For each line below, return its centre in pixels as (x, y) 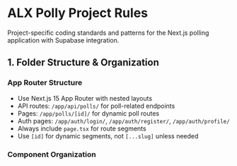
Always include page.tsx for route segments (82, 128)
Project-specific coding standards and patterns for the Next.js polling (108, 33)
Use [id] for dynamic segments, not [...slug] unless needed (108, 135)
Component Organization (52, 154)
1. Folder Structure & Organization (83, 63)
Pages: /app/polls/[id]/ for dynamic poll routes (88, 113)
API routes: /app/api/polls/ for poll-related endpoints (96, 106)
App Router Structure (45, 83)
